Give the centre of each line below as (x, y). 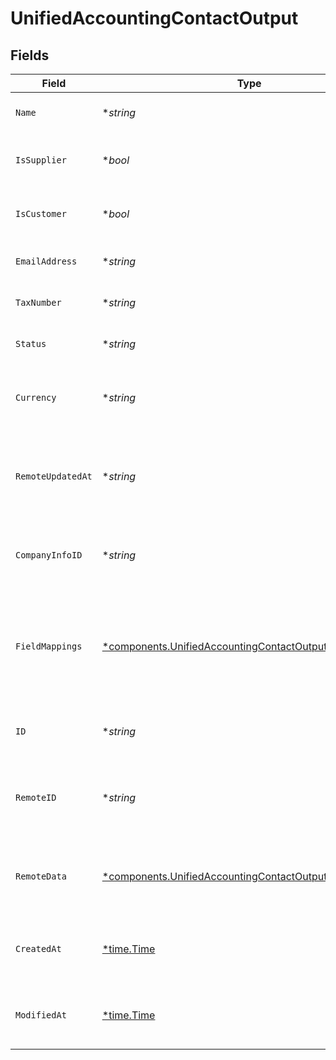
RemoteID (36, 797)
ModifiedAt (41, 1015)
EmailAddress (46, 261)
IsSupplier (41, 160)
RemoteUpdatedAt (54, 476)
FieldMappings (49, 646)
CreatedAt (38, 948)
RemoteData (41, 876)
